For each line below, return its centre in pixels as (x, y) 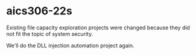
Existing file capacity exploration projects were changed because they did (98, 27)
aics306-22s (39, 11)
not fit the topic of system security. (50, 33)
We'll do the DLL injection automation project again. (70, 45)
